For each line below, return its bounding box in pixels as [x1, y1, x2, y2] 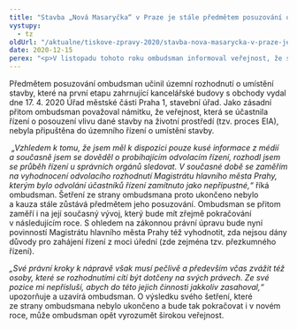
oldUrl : [9, 37, 38, 47]
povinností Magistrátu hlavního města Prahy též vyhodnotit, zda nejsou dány [9, 227, 287, 237]
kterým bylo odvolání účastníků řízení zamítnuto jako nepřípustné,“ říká [9, 180, 270, 190]
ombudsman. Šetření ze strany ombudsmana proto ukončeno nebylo [9, 189, 259, 200]
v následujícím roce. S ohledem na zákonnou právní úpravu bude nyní [9, 218, 263, 228]
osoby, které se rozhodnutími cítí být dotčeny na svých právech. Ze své [9, 272, 270, 283]
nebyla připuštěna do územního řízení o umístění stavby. [9, 126, 215, 135]
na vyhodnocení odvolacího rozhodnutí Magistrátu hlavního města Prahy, [9, 171, 278, 181]
